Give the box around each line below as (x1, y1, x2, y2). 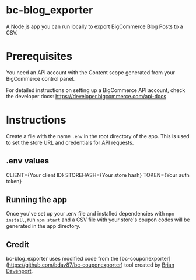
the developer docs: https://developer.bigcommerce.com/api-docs (6, 93, 167, 100)
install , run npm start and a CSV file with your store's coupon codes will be (6, 216, 191, 223)
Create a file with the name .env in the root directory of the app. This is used (6, 132, 190, 139)
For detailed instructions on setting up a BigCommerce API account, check (6, 86, 185, 94)
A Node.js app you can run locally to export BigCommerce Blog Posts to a (6, 23, 183, 30)
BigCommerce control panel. (6, 75, 75, 82)
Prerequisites (6, 50, 73, 63)
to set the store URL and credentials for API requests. (6, 139, 134, 146)
